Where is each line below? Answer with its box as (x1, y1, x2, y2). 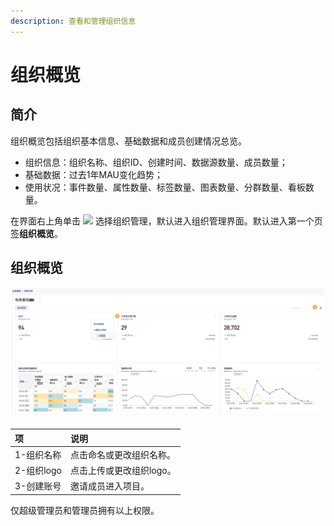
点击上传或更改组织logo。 (69, 465, 177, 477)
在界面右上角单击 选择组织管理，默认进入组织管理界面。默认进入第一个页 (10, 215, 323, 227)
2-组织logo (14, 465, 62, 477)
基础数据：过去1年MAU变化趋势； (24, 168, 163, 180)
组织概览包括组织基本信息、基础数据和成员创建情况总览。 (10, 135, 247, 147)
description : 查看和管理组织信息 (10, 16, 137, 26)
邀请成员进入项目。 (69, 480, 150, 492)
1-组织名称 (14, 448, 62, 460)
